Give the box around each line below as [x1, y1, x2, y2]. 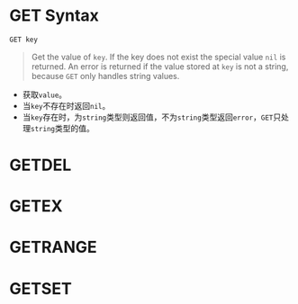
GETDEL [9, 155, 72, 175]
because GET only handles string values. [31, 70, 180, 81]
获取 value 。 [22, 89, 68, 100]
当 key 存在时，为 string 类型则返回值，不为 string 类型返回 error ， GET [22, 112, 274, 122]
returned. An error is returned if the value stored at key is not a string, [31, 60, 289, 72]
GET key [9, 35, 39, 44]
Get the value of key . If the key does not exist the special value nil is [31, 51, 286, 62]
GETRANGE [9, 237, 97, 257]
